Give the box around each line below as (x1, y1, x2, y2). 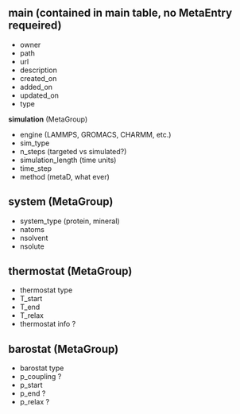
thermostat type (19, 285, 73, 295)
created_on (19, 73, 57, 83)
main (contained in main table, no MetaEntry (8, 6, 233, 20)
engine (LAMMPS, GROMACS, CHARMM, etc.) (19, 130, 172, 139)
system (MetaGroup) (8, 195, 114, 209)
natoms (19, 224, 45, 234)
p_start (19, 381, 43, 390)
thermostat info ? (19, 319, 76, 329)
